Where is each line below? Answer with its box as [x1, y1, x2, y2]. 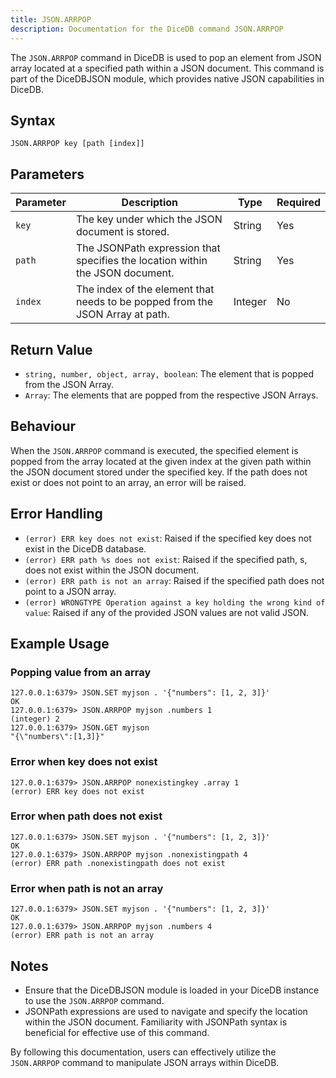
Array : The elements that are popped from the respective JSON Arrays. [24, 389, 319, 401]
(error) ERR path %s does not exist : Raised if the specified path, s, [24, 553, 308, 565]
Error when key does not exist [10, 755, 158, 769]
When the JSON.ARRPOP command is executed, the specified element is [10, 444, 299, 456]
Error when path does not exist [10, 809, 163, 823]
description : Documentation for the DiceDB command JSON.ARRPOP [10, 24, 284, 34]
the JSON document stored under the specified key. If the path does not [10, 466, 308, 478]
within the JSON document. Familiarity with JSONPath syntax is [24, 1016, 288, 1028]
